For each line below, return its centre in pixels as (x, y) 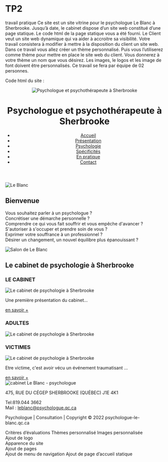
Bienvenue (22, 201)
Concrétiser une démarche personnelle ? (48, 218)
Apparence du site (24, 443)
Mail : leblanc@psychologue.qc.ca (41, 408)
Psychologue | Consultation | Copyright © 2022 (55, 417)
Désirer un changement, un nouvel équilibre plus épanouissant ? (72, 240)
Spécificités (88, 151)
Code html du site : (25, 81)
